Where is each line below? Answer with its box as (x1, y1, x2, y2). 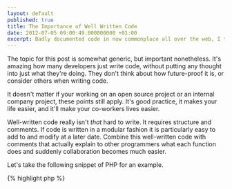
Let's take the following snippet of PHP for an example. (7, 161, 164, 169)
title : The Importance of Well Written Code (7, 23, 137, 30)
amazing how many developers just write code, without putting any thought (7, 62, 222, 70)
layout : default (7, 10, 54, 17)
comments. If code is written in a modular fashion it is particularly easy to (7, 126, 216, 134)
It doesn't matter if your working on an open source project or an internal (7, 90, 215, 99)
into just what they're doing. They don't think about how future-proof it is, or (7, 70, 224, 78)
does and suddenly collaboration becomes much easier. (7, 148, 167, 156)
